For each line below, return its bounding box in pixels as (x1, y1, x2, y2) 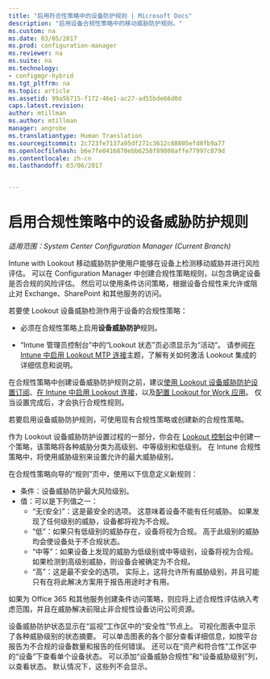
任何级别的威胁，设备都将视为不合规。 (46, 517, 174, 527)
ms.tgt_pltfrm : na (8, 79, 70, 87)
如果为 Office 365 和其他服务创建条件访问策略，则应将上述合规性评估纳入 (8, 594, 252, 604)
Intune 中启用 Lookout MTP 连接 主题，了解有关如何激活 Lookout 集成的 (19, 350, 257, 360)
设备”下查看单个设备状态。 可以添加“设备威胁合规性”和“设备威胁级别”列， (19, 652, 262, 661)
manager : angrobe (8, 124, 67, 132)
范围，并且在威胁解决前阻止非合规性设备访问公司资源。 (15, 604, 199, 614)
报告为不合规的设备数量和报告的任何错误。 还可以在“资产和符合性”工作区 (8, 642, 250, 652)
